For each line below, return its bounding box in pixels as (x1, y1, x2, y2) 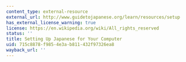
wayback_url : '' (6, 47, 46, 53)
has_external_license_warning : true (6, 19, 96, 25)
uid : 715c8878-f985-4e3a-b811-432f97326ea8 (6, 42, 115, 48)
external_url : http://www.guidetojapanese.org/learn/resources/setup (6, 14, 181, 20)
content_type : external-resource (6, 8, 88, 15)
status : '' (6, 31, 33, 37)
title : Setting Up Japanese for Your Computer (6, 36, 122, 42)
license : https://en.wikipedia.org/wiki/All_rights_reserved (6, 25, 160, 31)
